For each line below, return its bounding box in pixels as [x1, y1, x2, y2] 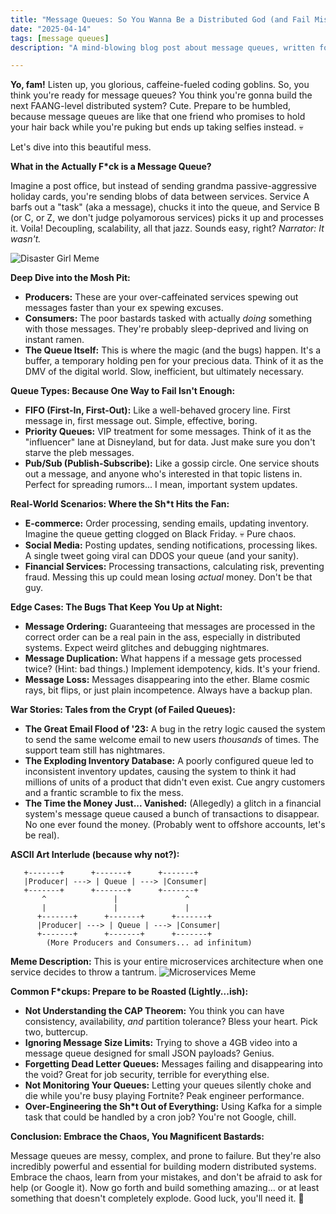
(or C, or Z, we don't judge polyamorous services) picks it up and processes [10, 212, 324, 224]
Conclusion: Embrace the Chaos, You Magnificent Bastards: [10, 1131, 265, 1143]
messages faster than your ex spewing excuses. [24, 302, 224, 314]
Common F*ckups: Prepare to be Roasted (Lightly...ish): [10, 986, 249, 998]
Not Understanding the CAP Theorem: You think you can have [24, 1005, 285, 1017]
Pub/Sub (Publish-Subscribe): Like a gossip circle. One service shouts [24, 457, 320, 470]
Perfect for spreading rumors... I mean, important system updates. [24, 479, 298, 491]
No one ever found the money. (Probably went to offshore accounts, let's [24, 819, 326, 831]
